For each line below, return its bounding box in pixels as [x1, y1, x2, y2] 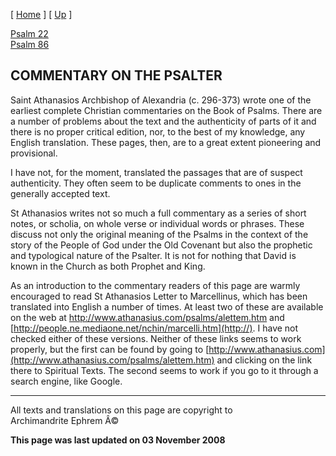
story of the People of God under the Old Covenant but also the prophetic [10, 239, 313, 251]
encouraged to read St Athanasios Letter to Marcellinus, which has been [10, 290, 308, 302]
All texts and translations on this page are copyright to [10, 404, 233, 416]
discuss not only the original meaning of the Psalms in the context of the [10, 228, 309, 240]
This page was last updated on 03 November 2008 [10, 434, 226, 446]
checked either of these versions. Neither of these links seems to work [10, 332, 302, 344]
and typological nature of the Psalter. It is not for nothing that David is [10, 249, 297, 261]
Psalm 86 [10, 39, 50, 50]
